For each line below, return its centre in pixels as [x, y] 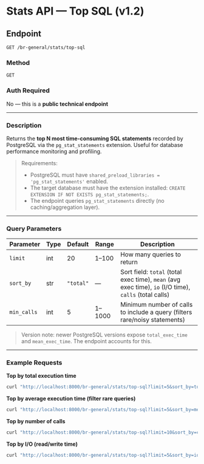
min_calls [23, 312]
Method [18, 63]
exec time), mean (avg [151, 279]
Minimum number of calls [157, 305]
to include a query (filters [156, 312]
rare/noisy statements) [153, 320]
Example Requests [34, 363]
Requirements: [39, 163]
